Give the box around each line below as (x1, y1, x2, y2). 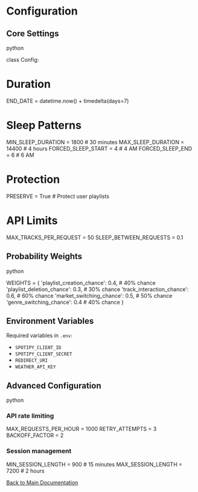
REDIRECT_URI (14, 358, 48, 364)
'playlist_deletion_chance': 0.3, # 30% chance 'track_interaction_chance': (6, 286, 189, 293)
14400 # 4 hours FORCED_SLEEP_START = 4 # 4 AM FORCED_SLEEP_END (6, 145, 193, 152)
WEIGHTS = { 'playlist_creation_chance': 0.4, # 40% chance (6, 279, 156, 286)
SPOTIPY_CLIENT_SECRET (14, 351, 72, 358)
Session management (6, 447, 72, 455)
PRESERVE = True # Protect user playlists (6, 192, 110, 200)
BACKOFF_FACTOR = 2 (6, 431, 64, 439)
